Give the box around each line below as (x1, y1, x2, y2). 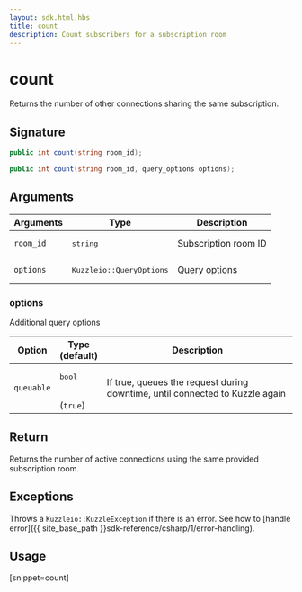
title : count (9, 22, 58, 31)
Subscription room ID (177, 238, 267, 250)
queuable (13, 383, 51, 393)
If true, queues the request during (106, 376, 249, 389)
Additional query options (9, 317, 101, 327)
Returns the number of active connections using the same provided (9, 453, 259, 464)
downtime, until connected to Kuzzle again (106, 388, 286, 400)
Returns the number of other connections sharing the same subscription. (9, 98, 280, 109)
